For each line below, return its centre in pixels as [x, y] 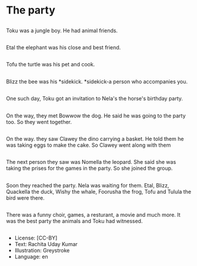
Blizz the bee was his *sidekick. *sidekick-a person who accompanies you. [97, 81]
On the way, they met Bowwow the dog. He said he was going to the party [96, 116]
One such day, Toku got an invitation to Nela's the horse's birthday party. [95, 99]
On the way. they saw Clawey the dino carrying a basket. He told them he [95, 139]
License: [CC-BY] [36, 238]
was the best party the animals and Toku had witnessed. [74, 221]
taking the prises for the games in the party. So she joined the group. [89, 169]
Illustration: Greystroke [42, 251]
